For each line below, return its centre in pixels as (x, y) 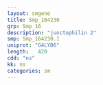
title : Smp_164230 (33, 20)
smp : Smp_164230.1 (33, 39)
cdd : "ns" (21, 58)
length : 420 (27, 52)
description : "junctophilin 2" (52, 33)
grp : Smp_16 (24, 26)
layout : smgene (29, 13)
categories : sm (29, 71)
